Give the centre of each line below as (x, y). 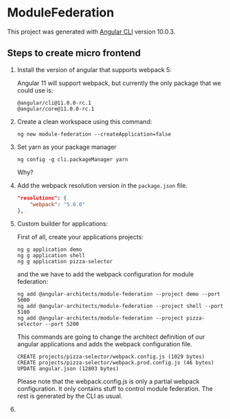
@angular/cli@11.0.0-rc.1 (54, 103)
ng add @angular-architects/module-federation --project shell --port (120, 307)
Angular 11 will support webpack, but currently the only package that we (119, 83)
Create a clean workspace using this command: (84, 121)
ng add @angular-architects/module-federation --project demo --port (119, 294)
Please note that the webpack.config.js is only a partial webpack (108, 381)
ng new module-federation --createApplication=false (94, 134)
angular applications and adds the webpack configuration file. (105, 344)
